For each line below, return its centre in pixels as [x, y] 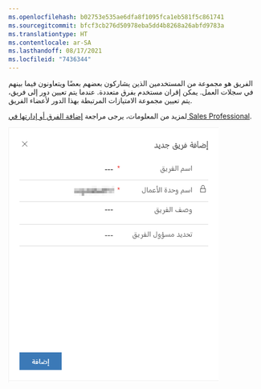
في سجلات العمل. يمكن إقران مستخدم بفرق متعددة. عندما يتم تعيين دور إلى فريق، [131, 92]
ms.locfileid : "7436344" [50, 60]
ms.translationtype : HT [48, 34]
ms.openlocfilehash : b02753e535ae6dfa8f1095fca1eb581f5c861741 [116, 17]
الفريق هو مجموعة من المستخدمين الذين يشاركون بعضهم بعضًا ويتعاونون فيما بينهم [130, 83]
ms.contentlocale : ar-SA [50, 43]
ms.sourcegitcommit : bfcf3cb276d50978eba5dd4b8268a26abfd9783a [116, 25]
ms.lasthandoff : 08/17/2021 [55, 51]
